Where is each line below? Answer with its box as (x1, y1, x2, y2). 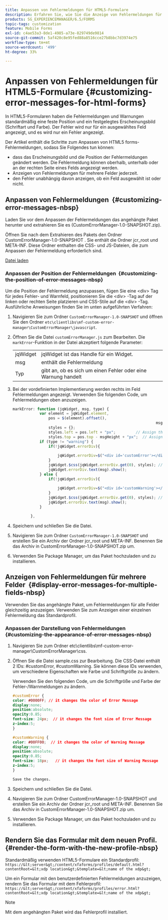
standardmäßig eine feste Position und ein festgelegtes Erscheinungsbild (5, 119, 156, 125)
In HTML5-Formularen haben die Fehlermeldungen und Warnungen (5, 114, 144, 120)
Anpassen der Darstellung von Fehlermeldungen (5, 625, 126, 632)
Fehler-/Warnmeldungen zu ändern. (12, 683, 86, 689)
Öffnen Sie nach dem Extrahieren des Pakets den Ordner (5, 232, 122, 238)
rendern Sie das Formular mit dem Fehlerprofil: (5, 881, 101, 887)
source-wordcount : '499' (5, 45, 57, 50)
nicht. (12, 181, 24, 187)
